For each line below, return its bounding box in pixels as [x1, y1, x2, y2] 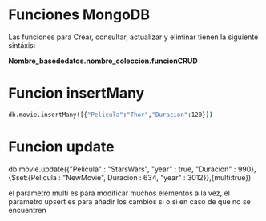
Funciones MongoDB [8, 6, 151, 24]
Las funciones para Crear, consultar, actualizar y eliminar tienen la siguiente [8, 32, 259, 42]
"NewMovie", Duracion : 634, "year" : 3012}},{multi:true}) [62, 172, 252, 182]
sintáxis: [8, 40, 36, 50]
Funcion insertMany [8, 84, 145, 102]
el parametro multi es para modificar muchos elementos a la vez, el [8, 188, 231, 198]
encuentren [8, 205, 46, 215]
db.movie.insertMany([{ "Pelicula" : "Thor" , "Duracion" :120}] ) [8, 110, 214, 119]
